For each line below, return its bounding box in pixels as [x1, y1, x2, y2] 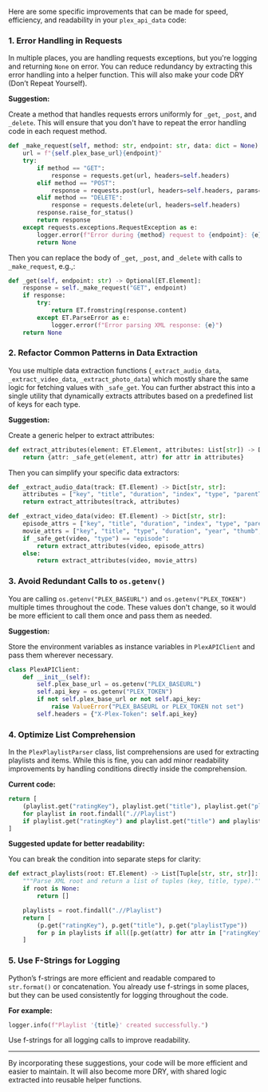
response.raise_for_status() [37, 209, 134, 217]
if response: [22, 291, 66, 300]
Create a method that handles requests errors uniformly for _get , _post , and [8, 109, 257, 119]
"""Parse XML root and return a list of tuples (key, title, [22, 877, 230, 885]
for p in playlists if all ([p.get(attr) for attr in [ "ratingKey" [37, 928, 262, 936]
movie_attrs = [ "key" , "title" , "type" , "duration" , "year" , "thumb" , [22, 526, 262, 535]
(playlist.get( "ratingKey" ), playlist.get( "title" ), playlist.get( [22, 802, 251, 810]
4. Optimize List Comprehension [8, 729, 136, 740]
